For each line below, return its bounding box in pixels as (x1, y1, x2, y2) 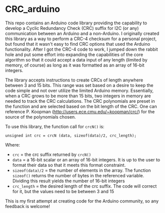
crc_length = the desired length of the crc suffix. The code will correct (12, 183, 157, 189)
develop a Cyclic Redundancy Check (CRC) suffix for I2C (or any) (5, 25, 139, 31)
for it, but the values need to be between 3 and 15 (12, 188, 114, 194)
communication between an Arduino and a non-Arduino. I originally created (5, 30, 160, 36)
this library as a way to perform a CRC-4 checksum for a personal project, (5, 36, 157, 42)
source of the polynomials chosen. (5, 114, 76, 120)
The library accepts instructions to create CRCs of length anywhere (5, 77, 143, 83)
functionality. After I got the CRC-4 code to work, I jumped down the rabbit (5, 46, 158, 52)
